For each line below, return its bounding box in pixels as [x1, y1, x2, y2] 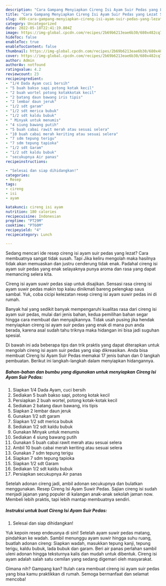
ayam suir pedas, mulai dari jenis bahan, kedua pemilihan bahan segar [5, 311, 148, 317]
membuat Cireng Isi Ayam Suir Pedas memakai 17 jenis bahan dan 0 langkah [5, 352, 161, 358]
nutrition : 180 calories [5, 209, 57, 214]
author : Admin [5, 58, 35, 63]
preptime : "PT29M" [5, 218, 43, 223]
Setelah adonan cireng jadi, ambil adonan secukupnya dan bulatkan [5, 481, 143, 487]
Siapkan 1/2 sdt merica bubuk [12, 418, 73, 424]
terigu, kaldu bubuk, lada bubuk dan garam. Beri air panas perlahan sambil [5, 545, 157, 551]
